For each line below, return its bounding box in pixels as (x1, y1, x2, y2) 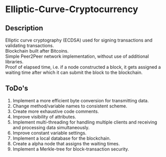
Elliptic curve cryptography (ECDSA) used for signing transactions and (5, 37, 153, 43)
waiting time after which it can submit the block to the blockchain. (5, 69, 143, 75)
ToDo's (5, 84, 28, 93)
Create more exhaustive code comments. (12, 108, 99, 114)
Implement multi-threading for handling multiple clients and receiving (12, 119, 157, 125)
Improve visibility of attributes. (12, 113, 76, 120)
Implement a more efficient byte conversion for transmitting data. (12, 97, 149, 103)
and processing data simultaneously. (12, 124, 90, 130)
